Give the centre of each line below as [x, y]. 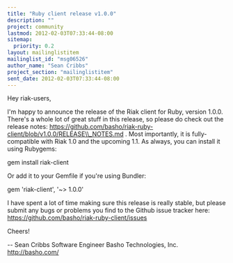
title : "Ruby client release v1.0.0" [62, 14]
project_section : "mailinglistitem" [60, 72]
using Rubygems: [32, 149]
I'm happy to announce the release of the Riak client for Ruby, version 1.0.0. [115, 112]
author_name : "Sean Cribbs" [48, 66]
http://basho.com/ [33, 253]
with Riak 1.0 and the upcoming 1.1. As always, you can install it [130, 142]
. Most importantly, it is [158, 134]
